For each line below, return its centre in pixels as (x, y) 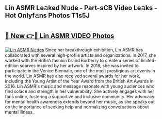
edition (12, 66)
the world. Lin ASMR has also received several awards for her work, (73, 76)
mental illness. (19, 112)
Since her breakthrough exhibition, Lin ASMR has (94, 50)
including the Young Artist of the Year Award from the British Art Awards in (79, 81)
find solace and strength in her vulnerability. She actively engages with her (80, 91)
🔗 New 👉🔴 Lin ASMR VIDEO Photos (60, 36)
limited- (149, 60)
